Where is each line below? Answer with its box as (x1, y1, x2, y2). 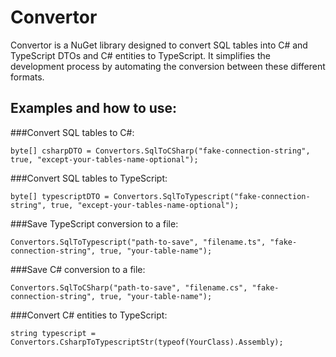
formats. (10, 71, 45, 83)
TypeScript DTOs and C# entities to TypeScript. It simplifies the (10, 49, 271, 61)
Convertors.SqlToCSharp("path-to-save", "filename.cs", (10, 282, 248, 293)
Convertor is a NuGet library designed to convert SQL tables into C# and (10, 39, 308, 51)
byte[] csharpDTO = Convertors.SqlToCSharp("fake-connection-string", (10, 146, 311, 156)
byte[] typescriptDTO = (10, 191, 110, 201)
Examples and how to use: (10, 100, 178, 117)
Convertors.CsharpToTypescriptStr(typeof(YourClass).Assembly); (10, 337, 284, 347)
